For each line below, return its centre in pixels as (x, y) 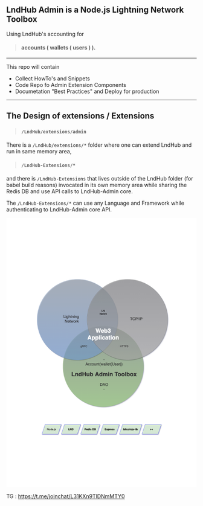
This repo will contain (33, 67)
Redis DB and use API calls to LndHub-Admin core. (69, 191)
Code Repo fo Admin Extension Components (71, 85)
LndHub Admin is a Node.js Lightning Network (95, 10)
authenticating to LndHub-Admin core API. (59, 209)
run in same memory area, (39, 151)
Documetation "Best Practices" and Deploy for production (87, 91)
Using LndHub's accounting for (45, 34)
